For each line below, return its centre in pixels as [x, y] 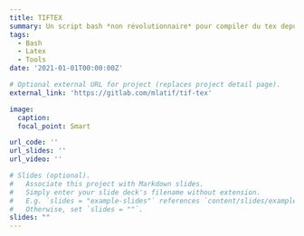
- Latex [32, 52]
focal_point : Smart [54, 126]
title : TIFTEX [36, 18]
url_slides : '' [38, 151]
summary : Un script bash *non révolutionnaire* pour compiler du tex [143, 26]
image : [22, 109]
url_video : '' [36, 159]
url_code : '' [34, 142]
